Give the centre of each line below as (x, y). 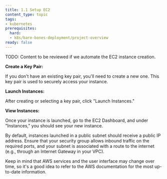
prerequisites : (21, 29)
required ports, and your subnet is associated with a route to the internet (80, 146)
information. (34, 171)
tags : (11, 19)
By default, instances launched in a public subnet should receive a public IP (83, 135)
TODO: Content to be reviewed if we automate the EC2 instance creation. (80, 57)
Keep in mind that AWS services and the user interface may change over (80, 161)
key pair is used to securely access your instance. (57, 81)
